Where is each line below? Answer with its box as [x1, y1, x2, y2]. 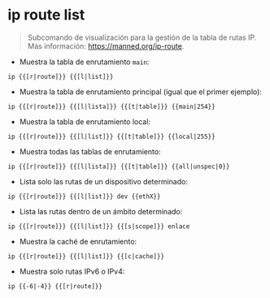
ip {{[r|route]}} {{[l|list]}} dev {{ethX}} [7, 192, 161, 201]
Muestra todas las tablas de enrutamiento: [19, 146, 161, 156]
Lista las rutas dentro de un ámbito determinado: [19, 206, 183, 216]
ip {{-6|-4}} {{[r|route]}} [7, 282, 103, 290]
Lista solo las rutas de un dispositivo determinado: [19, 176, 189, 186]
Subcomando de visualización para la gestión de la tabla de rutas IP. [27, 32, 257, 42]
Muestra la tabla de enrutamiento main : [19, 57, 150, 67]
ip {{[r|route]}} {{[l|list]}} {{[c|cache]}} [7, 252, 164, 261]
